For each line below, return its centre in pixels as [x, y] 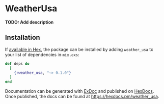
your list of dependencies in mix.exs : [42, 54]
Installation [23, 38]
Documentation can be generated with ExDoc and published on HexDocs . [80, 91]
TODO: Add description [29, 22]
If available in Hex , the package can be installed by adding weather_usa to [79, 49]
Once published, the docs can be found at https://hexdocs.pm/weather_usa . [82, 97]
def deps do [17, 64]
